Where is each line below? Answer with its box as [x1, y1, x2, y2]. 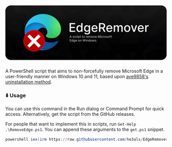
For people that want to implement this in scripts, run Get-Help [5, 120, 137, 127]
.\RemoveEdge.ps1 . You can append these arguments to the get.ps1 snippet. [5, 126, 165, 132]
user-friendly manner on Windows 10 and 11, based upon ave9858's [5, 73, 148, 80]
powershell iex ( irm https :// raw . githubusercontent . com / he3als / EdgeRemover [5, 137, 168, 142]
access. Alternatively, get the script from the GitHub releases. [5, 111, 136, 117]
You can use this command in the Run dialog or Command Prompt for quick [5, 105, 164, 112]
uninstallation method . [5, 79, 52, 85]
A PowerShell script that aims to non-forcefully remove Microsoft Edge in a [5, 68, 163, 74]
